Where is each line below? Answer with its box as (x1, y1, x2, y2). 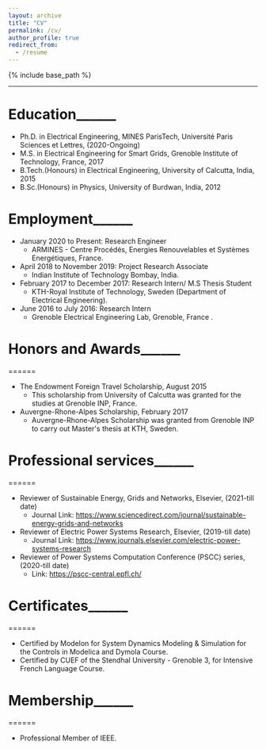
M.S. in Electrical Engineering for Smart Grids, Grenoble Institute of (19, 148, 238, 158)
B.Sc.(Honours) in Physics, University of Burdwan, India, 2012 (19, 182, 222, 191)
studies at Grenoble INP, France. (31, 398, 138, 408)
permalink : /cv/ (8, 26, 62, 34)
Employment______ (8, 210, 133, 229)
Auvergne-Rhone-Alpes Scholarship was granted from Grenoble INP (31, 415, 255, 424)
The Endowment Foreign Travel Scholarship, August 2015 (19, 382, 207, 391)
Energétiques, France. (31, 253, 104, 263)
